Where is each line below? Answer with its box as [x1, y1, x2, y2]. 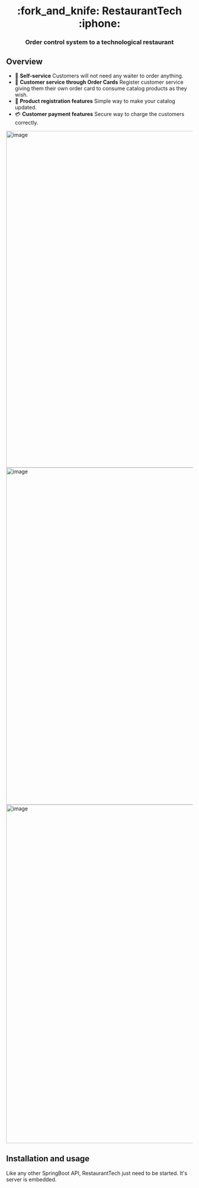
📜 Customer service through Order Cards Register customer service [14, 78, 184, 86]
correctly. [14, 119, 38, 126]
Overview [6, 56, 43, 67]
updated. [14, 103, 37, 111]
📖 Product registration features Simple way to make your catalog [14, 97, 176, 105]
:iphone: [78, 17, 121, 30]
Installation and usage [6, 1154, 90, 1164]
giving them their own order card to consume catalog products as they [14, 84, 188, 92]
